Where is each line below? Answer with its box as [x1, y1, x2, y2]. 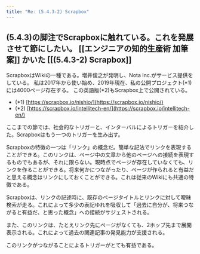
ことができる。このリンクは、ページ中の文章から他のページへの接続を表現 [6, 151, 189, 158]
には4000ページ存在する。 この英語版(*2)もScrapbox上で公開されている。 [6, 87, 191, 94]
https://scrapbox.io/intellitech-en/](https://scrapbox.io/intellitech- [29, 105, 190, 112]
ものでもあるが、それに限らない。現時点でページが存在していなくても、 [11, 159, 189, 166]
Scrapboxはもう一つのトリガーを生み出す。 [16, 131, 124, 138]
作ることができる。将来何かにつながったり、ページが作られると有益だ [21, 166, 194, 173]
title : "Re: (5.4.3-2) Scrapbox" [6, 8, 90, 15]
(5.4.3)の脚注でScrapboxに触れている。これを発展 [6, 32, 194, 42]
